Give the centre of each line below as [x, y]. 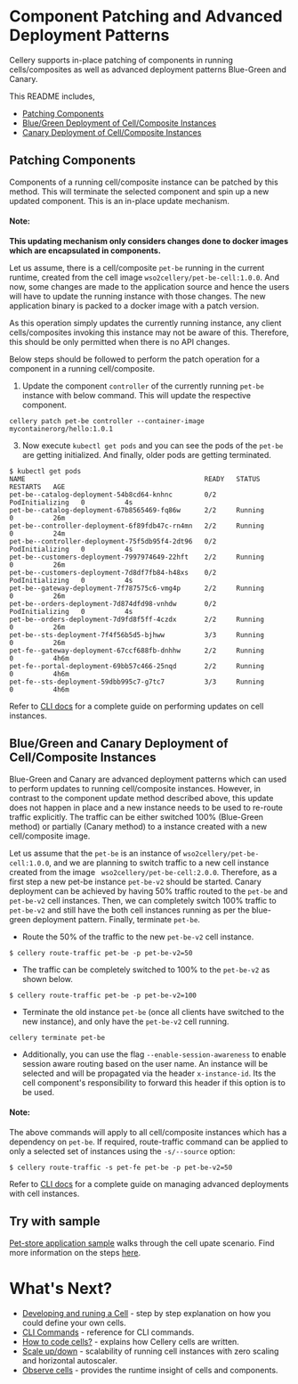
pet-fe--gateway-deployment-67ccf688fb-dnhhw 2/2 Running [137, 651]
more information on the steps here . [75, 1252]
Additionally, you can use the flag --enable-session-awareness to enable [154, 1054]
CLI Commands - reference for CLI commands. [108, 1332]
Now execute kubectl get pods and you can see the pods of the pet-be [153, 445]
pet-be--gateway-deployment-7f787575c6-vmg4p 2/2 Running [137, 588]
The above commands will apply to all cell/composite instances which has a [148, 1132]
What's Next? [61, 1288]
